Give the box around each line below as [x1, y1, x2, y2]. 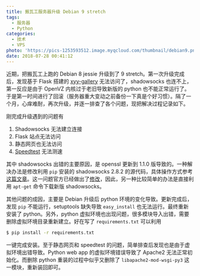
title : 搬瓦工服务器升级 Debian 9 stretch [6, 8, 106, 15]
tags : [6, 14, 20, 20]
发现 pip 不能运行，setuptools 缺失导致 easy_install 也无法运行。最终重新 [6, 203, 189, 210]
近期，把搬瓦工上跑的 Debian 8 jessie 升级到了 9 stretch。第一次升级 [6, 70, 174, 77]
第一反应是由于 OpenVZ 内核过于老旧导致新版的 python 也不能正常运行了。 [6, 85, 190, 92]
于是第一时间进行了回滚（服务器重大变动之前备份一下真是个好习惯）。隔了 [6, 92, 186, 100]
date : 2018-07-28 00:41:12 [6, 53, 73, 59]
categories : [6, 31, 36, 37]
